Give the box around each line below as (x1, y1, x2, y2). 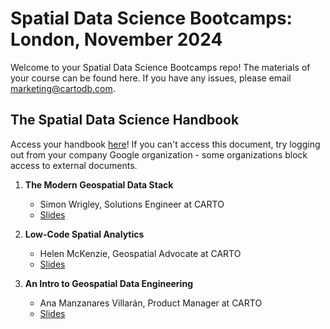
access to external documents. (10, 159, 138, 171)
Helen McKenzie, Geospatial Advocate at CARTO (39, 247, 242, 259)
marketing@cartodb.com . (10, 82, 116, 94)
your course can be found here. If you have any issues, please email (10, 72, 292, 84)
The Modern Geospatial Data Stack (24, 178, 174, 191)
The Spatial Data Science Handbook (10, 112, 240, 129)
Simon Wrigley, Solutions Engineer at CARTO (39, 198, 225, 210)
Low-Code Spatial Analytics (24, 228, 145, 240)
